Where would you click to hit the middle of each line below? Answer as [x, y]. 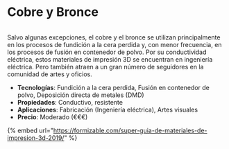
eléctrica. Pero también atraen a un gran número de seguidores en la [105, 67]
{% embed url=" [31, 130]
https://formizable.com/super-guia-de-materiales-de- [130, 130]
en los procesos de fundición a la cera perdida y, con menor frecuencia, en [114, 44]
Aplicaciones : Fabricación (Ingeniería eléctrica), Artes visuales [108, 109]
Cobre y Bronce [53, 12]
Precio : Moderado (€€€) [52, 117]
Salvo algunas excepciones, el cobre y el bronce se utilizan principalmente [114, 37]
